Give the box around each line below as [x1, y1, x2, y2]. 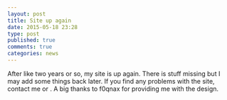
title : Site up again [7, 17, 72, 24]
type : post [7, 30, 40, 38]
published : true [7, 37, 56, 44]
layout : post [7, 10, 46, 18]
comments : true [7, 43, 53, 50]
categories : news [7, 50, 59, 57]
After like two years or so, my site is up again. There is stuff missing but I [7, 69, 221, 78]
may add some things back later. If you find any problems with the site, [7, 77, 215, 85]
